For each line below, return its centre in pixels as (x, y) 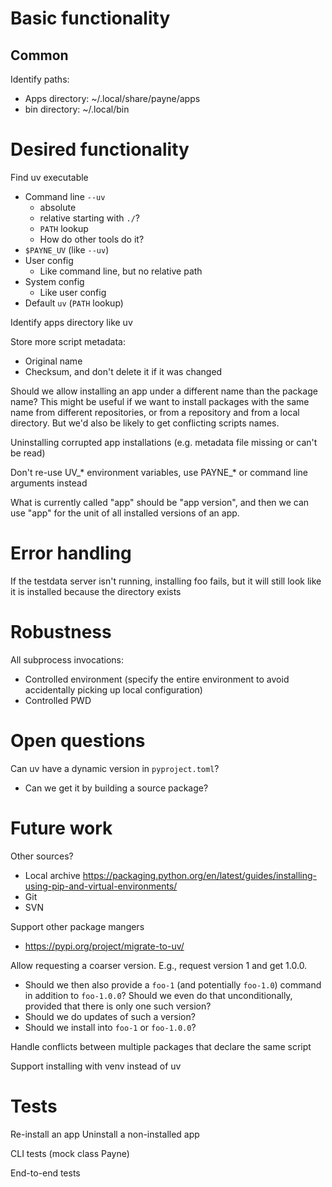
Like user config (73, 292)
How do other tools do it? (92, 239)
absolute (58, 207)
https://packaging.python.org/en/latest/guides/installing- (200, 875)
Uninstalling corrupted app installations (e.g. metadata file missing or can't (164, 442)
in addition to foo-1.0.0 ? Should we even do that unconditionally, (158, 995)
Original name (53, 361)
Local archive (52, 875)
